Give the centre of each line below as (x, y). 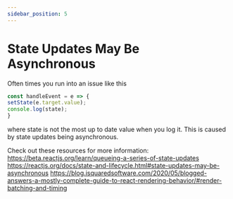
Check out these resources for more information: (78, 151)
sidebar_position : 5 (38, 14)
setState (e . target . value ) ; (47, 103)
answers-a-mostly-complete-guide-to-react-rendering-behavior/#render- (115, 181)
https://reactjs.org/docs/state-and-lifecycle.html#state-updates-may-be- (114, 166)
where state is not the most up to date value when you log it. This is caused (117, 129)
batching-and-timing (37, 188)
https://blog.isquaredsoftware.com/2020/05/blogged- (129, 173)
